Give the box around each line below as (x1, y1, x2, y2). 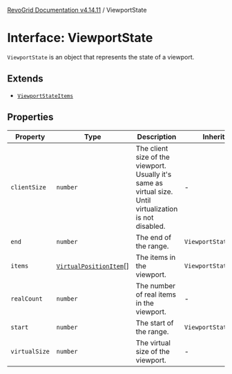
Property (14, 131, 46, 141)
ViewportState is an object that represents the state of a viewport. (7, 53, 195, 61)
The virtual (135, 338, 171, 348)
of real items (135, 290, 176, 299)
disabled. (135, 221, 166, 231)
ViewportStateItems (17, 93, 74, 100)
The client (135, 143, 168, 153)
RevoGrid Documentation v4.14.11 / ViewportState (7, 6, 147, 14)
